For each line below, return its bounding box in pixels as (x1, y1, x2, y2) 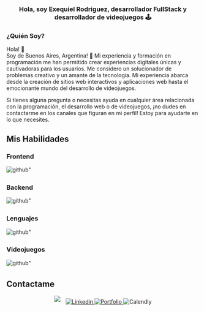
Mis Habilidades (6, 133, 69, 144)
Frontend (6, 152, 34, 160)
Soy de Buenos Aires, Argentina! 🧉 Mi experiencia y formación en (6, 52, 172, 59)
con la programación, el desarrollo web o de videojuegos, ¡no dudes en (6, 103, 186, 110)
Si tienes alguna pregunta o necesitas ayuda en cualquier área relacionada (6, 97, 195, 104)
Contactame (6, 279, 55, 290)
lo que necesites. (6, 116, 50, 124)
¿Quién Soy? (6, 31, 45, 40)
